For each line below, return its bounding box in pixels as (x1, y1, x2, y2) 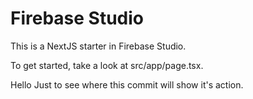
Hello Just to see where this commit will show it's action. (10, 78, 244, 91)
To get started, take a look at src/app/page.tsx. (10, 59, 204, 71)
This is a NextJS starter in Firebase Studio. (10, 40, 187, 52)
